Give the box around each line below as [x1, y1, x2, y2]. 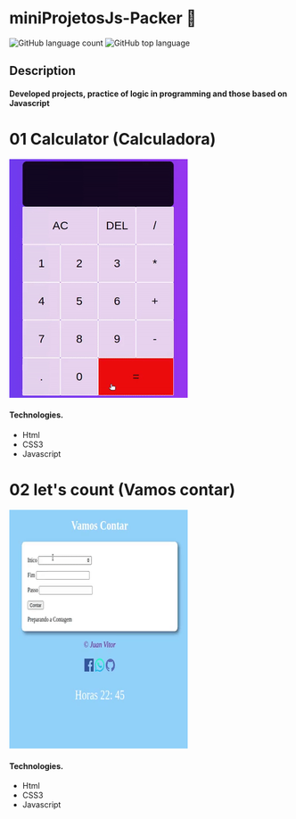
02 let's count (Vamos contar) [9, 480, 236, 500]
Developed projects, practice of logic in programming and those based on [9, 88, 288, 99]
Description [9, 63, 76, 79]
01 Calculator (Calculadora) [9, 129, 217, 150]
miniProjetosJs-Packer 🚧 [9, 8, 197, 29]
